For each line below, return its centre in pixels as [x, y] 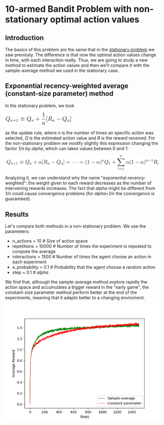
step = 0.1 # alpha [30, 273]
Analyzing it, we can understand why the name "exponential [66, 178]
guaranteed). [18, 199]
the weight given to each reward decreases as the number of [90, 183]
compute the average [34, 251]
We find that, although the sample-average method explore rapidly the [76, 282]
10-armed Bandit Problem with [68, 9]
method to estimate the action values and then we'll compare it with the [77, 65]
